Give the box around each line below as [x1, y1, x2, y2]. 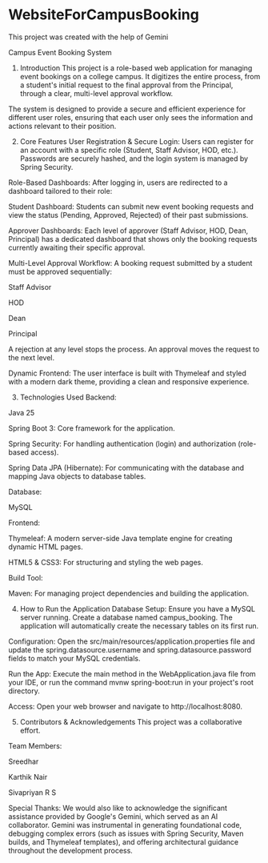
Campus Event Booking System [8, 47, 112, 57]
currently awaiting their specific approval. [8, 243, 146, 252]
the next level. [8, 352, 54, 362]
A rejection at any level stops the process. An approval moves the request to [8, 344, 260, 354]
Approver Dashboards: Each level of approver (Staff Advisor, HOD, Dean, [8, 226, 249, 235]
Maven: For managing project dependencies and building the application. [8, 588, 250, 598]
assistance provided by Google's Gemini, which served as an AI [8, 811, 218, 821]
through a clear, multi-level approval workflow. [19, 88, 174, 98]
